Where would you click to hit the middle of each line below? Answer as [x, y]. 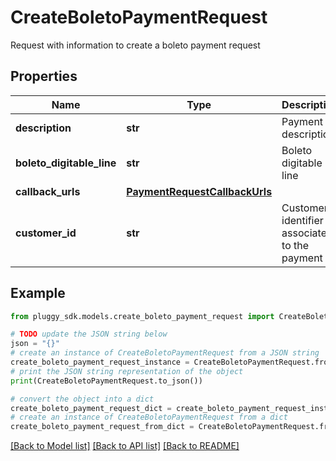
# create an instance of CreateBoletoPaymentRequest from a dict [149, 417]
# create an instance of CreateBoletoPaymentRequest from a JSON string [165, 353]
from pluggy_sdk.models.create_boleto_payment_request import [142, 316]
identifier [302, 220]
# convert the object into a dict [82, 399]
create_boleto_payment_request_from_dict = [102, 427]
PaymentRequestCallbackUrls [199, 191]
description [43, 128]
